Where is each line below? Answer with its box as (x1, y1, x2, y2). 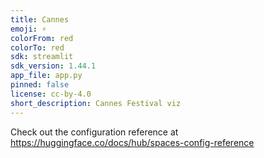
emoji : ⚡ (10, 24, 47, 34)
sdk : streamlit (10, 52, 74, 62)
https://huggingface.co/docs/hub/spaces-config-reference (10, 136, 255, 148)
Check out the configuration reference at (10, 126, 179, 138)
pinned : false (10, 80, 70, 90)
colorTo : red (10, 42, 65, 53)
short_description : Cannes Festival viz (10, 98, 182, 108)
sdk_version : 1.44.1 (10, 61, 97, 71)
